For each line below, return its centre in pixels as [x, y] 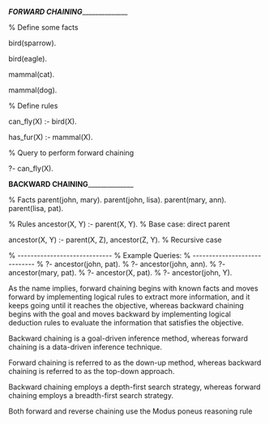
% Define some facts [43, 27]
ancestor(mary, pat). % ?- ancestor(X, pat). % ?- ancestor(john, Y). [120, 273]
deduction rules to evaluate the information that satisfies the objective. [126, 322]
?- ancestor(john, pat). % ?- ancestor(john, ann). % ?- [136, 264]
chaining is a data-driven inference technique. [85, 347]
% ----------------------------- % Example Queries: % [100, 255]
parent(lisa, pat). [36, 208]
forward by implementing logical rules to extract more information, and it [129, 297]
